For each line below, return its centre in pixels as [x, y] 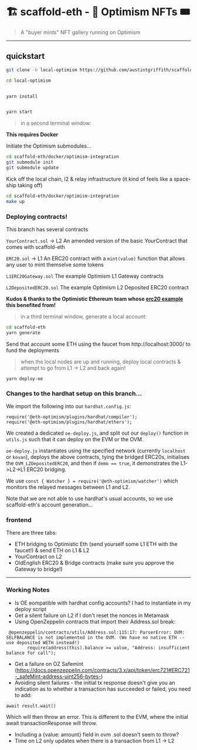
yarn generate [23, 333]
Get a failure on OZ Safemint [49, 664]
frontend [19, 520]
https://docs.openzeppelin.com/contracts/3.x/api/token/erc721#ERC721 [103, 670]
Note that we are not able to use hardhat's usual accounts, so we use [90, 498]
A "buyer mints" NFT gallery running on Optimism [80, 32]
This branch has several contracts [47, 229]
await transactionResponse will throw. [52, 723]
